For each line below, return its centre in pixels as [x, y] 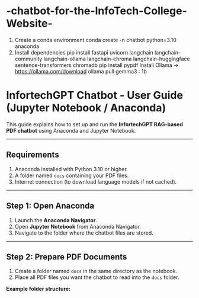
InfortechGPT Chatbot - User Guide [95, 95]
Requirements [33, 155]
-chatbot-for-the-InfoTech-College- [97, 11]
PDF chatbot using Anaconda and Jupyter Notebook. [71, 130]
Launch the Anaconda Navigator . [56, 220]
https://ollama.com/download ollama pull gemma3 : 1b [81, 71]
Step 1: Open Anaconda [50, 206]
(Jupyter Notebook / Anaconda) [86, 108]
